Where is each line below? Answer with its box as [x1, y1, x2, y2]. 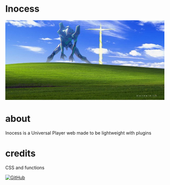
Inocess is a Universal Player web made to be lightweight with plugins [5, 129, 152, 136]
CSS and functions [5, 164, 45, 171]
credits [5, 148, 36, 160]
